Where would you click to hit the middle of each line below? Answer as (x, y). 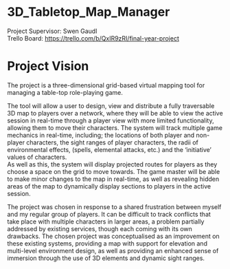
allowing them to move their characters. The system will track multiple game (115, 127)
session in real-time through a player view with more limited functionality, (111, 120)
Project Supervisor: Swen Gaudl (52, 31)
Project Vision (48, 66)
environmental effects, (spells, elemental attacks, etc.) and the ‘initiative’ (109, 149)
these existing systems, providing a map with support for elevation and (107, 243)
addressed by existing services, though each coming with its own (100, 228)
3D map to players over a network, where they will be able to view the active (115, 113)
